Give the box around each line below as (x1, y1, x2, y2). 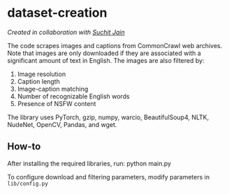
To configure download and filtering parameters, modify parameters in (7, 172, 210, 181)
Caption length (17, 77, 61, 85)
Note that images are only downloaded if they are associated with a (7, 49, 201, 57)
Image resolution (17, 70, 66, 78)
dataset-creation (7, 5, 108, 21)
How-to (7, 141, 41, 153)
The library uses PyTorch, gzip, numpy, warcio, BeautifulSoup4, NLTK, (7, 113, 209, 121)
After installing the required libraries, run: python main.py (7, 159, 172, 167)
